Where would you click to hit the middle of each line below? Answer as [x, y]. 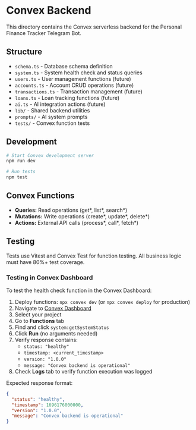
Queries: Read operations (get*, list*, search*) [71, 210]
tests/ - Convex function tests [52, 123]
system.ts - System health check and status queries [78, 73]
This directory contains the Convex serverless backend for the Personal [94, 27]
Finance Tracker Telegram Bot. [44, 33]
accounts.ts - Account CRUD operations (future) [74, 85]
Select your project [38, 314]
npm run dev [21, 161]
